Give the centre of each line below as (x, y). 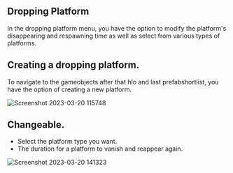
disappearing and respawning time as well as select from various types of (114, 36)
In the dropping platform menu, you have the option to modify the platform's (117, 28)
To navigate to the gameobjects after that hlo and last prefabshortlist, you (113, 82)
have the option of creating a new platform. (69, 89)
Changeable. (36, 125)
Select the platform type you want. (67, 142)
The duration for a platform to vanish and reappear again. (100, 149)
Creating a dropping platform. (73, 65)
